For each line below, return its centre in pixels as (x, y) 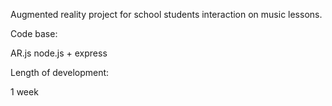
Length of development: (60, 72)
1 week (24, 92)
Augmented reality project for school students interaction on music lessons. (166, 14)
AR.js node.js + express (59, 53)
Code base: (34, 33)
